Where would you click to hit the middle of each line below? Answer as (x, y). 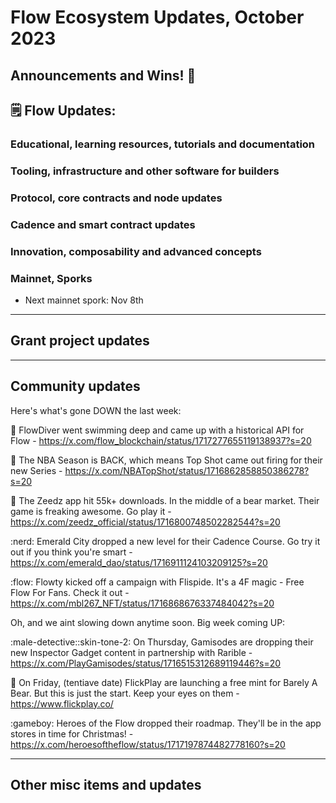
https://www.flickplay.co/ (62, 703)
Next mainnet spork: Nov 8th (84, 300)
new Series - (36, 470)
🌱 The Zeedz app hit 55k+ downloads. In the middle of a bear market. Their (165, 500)
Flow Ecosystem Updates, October (157, 17)
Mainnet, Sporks (51, 278)
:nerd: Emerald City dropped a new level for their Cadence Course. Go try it (165, 541)
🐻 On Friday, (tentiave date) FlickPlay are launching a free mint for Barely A (164, 682)
